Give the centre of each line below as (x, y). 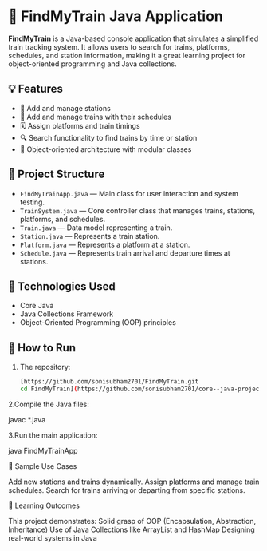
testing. (32, 202)
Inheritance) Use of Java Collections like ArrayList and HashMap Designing (132, 529)
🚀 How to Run (42, 348)
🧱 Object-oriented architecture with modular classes (106, 149)
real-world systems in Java (53, 537)
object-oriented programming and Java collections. (92, 64)
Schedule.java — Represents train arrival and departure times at (125, 253)
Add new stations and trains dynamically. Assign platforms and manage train (134, 482)
